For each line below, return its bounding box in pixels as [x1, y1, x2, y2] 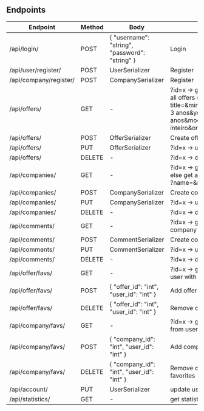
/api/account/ [9, 385, 48, 393]
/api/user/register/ [9, 66, 61, 74]
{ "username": [109, 33, 150, 41]
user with [169, 272, 197, 281]
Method [80, 22, 104, 31]
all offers [169, 93, 195, 102]
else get [169, 170, 193, 179]
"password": [109, 48, 146, 57]
